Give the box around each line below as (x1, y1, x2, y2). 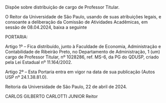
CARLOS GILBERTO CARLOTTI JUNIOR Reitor (5, 94, 98, 99)
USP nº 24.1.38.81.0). (5, 74, 48, 80)
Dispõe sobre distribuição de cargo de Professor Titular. (5, 4, 120, 10)
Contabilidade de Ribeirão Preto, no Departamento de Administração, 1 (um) (5, 49, 160, 54)
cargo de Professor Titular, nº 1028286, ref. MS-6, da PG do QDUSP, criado (5, 54, 159, 60)
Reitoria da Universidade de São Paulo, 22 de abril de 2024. (5, 84, 127, 90)
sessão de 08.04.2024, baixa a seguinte (5, 24, 87, 30)
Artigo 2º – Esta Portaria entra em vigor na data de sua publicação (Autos (5, 69, 155, 75)
